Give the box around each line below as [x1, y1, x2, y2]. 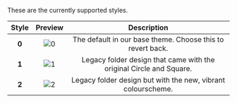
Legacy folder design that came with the [81, 55, 215, 64]
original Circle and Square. [104, 63, 193, 73]
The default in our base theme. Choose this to [73, 35, 224, 44]
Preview [35, 23, 63, 32]
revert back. [128, 44, 169, 53]
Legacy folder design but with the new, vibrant [71, 75, 226, 85]
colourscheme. [123, 84, 174, 94]
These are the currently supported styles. [7, 6, 128, 14]
